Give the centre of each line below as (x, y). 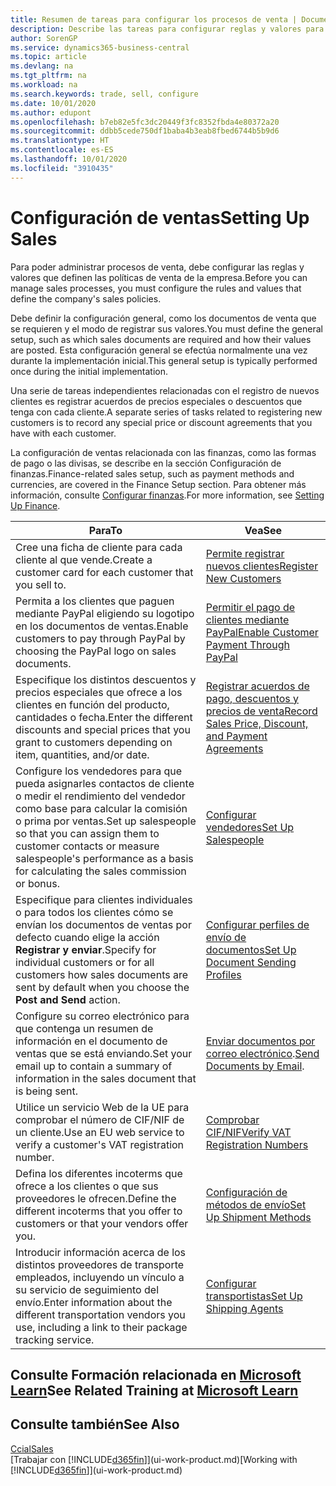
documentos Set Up (251, 949)
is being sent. (46, 1091)
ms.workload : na (44, 85)
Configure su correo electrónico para (102, 1016)
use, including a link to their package (101, 1327)
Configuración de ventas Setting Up (160, 217)
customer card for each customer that (104, 572)
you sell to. (41, 584)
